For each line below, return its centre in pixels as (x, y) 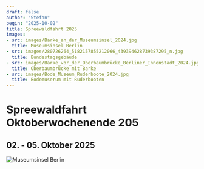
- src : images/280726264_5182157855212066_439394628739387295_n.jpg (95, 52)
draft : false (23, 12)
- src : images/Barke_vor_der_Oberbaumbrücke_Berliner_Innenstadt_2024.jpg (103, 63)
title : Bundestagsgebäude (45, 57)
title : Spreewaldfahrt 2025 (42, 29)
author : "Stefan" (28, 18)
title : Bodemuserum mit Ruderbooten (58, 80)
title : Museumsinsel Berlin (47, 46)
